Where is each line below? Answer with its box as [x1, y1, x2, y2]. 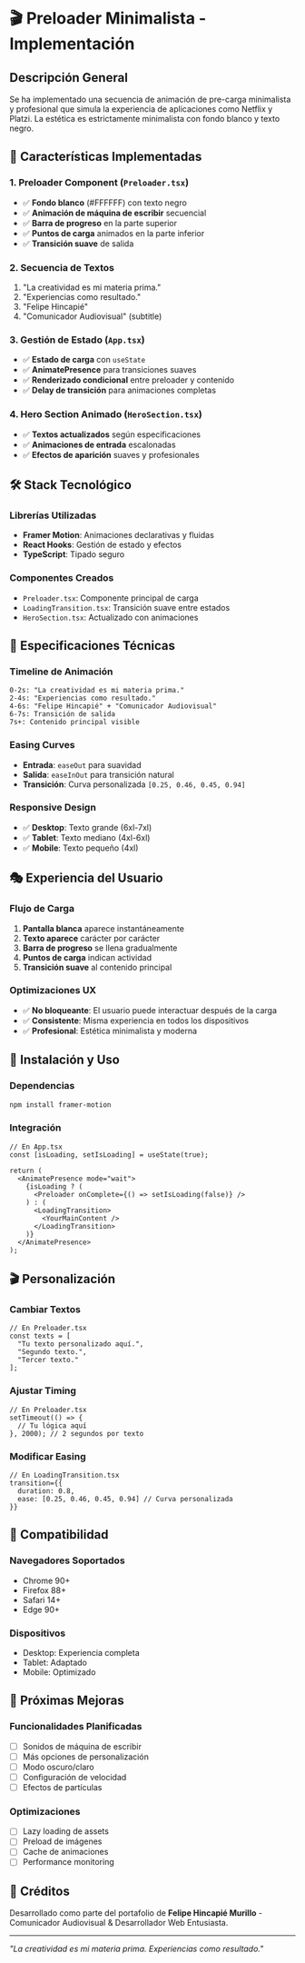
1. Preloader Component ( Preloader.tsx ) [9, 176, 189, 189]
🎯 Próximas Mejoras [9, 1693, 124, 1709]
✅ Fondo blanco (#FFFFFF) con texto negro [22, 197, 188, 208]
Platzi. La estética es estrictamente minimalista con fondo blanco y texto [9, 114, 280, 124]
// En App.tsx [9, 1142, 64, 1151]
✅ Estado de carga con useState [22, 354, 146, 365]
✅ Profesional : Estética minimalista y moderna [22, 1025, 198, 1036]
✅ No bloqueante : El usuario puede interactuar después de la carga [22, 1004, 278, 1015]
